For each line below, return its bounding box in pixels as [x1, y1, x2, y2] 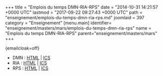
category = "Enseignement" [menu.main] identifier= [5, 20, 112, 26]
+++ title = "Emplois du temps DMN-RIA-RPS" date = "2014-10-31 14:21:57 [5, 4, 158, 10]
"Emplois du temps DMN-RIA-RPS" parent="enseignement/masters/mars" [5, 31, 158, 36]
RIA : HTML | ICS [12, 60, 47, 66]
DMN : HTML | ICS [12, 55, 51, 61]
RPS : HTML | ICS [12, 65, 49, 71]
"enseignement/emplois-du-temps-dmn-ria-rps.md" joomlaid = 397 [5, 15, 145, 20]
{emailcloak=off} [5, 45, 40, 51]
